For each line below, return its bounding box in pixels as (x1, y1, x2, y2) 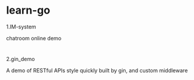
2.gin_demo (6, 56, 35, 63)
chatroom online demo (6, 34, 61, 41)
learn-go (6, 4, 51, 17)
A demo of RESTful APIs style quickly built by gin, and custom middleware (6, 67, 188, 74)
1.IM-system (6, 23, 37, 30)
